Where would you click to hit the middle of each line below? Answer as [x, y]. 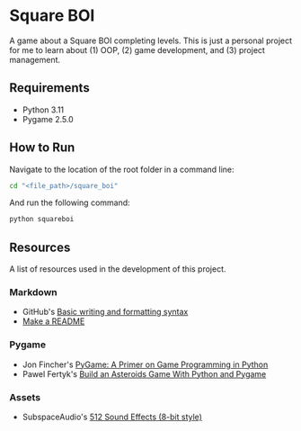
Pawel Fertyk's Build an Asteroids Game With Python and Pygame [144, 373]
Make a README [53, 321]
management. [35, 59]
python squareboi [42, 220]
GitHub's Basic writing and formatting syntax [105, 312]
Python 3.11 [43, 110]
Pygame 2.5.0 [48, 119]
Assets [25, 397]
